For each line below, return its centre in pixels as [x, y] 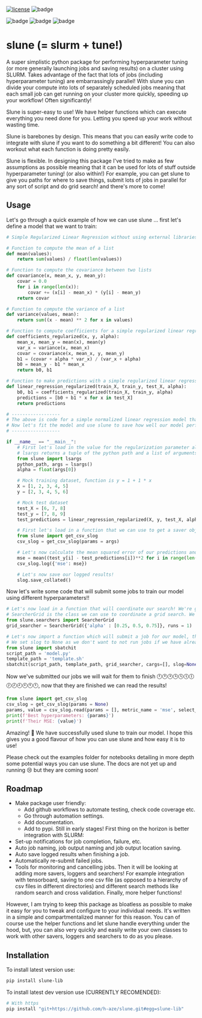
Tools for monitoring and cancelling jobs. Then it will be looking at [96, 867]
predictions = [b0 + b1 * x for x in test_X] [75, 398]
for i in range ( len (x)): [48, 287]
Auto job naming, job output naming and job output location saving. [98, 848]
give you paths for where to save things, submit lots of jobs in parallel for [96, 180]
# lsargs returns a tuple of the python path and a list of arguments [107, 453]
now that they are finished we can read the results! [104, 685]
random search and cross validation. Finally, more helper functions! [98, 893]
